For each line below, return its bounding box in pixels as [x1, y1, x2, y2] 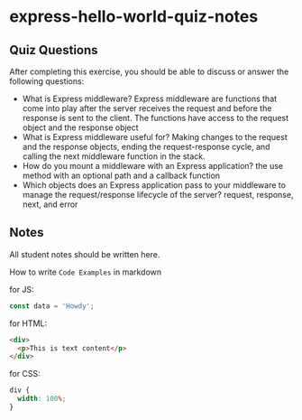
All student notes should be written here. [9, 248, 160, 259]
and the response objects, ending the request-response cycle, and [22, 142, 270, 152]
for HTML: [9, 318, 48, 329]
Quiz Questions [9, 42, 98, 58]
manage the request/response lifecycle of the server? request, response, [22, 190, 294, 200]
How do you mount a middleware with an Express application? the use [22, 161, 284, 171]
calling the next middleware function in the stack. [22, 151, 206, 162]
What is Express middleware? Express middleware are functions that [22, 93, 278, 104]
